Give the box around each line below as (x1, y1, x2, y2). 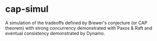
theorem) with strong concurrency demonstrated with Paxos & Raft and (5, 25, 152, 31)
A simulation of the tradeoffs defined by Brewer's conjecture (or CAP (5, 20, 147, 26)
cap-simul (5, 3, 49, 15)
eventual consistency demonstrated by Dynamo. (5, 30, 105, 36)
